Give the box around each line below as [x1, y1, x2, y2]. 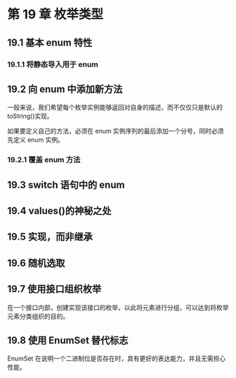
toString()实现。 [7, 112, 54, 120]
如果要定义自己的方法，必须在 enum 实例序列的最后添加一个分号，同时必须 [7, 127, 224, 136]
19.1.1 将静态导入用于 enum [7, 59, 98, 69]
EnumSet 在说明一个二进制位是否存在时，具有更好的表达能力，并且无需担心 [7, 354, 226, 363]
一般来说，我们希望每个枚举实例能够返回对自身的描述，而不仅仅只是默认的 [7, 103, 223, 112]
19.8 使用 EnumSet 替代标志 [7, 334, 129, 346]
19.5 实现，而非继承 [7, 231, 93, 243]
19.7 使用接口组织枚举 [7, 283, 102, 295]
